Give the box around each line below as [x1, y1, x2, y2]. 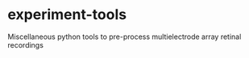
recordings [7, 40, 44, 49]
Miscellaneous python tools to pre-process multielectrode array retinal [7, 32, 242, 41]
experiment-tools [7, 6, 127, 24]
